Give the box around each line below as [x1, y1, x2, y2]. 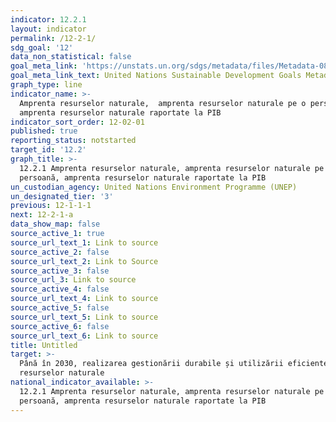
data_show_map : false [10, 219, 101, 230]
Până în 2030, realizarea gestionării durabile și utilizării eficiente [19, 359, 329, 369]
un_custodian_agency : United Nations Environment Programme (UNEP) [10, 182, 298, 192]
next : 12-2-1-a [10, 210, 74, 220]
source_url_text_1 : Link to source [10, 237, 159, 248]
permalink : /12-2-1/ [10, 33, 97, 43]
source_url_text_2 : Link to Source [10, 256, 159, 266]
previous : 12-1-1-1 [10, 201, 92, 211]
